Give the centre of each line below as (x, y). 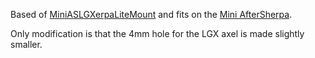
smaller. (26, 44)
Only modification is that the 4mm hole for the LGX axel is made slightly (157, 33)
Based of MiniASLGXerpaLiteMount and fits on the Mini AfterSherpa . (151, 14)
